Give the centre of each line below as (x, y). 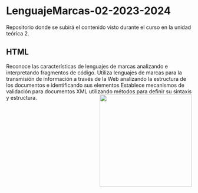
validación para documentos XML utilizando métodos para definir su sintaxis (99, 91)
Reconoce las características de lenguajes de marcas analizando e (87, 66)
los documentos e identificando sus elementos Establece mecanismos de (95, 85)
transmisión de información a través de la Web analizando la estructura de (96, 78)
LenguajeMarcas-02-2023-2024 (88, 11)
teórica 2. (18, 33)
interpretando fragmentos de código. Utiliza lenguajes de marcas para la (94, 73)
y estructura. (22, 97)
